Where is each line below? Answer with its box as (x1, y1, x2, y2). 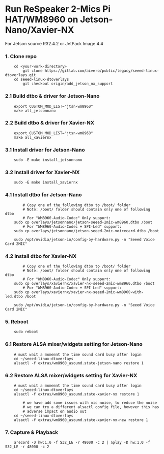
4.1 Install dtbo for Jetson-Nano (5, 191, 82, 198)
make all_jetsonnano (14, 108, 56, 113)
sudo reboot (14, 330, 38, 334)
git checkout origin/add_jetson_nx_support (23, 81, 113, 87)
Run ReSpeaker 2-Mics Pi (5, 3, 111, 15)
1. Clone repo (5, 53, 37, 60)
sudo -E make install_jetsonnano (14, 157, 82, 163)
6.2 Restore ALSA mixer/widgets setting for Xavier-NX (5, 372, 137, 379)
